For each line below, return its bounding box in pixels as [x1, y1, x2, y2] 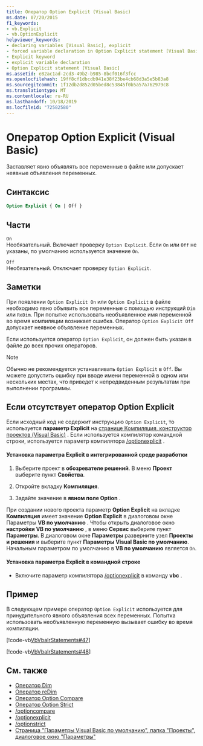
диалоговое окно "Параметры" [14, 733, 96, 740]
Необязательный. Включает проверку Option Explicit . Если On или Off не [6, 241, 197, 248]
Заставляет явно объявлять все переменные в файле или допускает [6, 163, 184, 170]
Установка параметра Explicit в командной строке [6, 558, 141, 565]
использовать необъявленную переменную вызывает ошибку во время [6, 618, 193, 625]
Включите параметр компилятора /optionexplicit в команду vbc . [14, 571, 182, 579]
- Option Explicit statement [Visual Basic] [6, 65, 120, 71]
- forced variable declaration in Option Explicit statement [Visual [6, 48, 185, 54]
